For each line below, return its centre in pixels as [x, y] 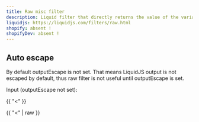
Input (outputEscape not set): [42, 89]
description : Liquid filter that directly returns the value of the [92, 17]
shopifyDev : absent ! [33, 34]
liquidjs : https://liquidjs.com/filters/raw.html [69, 23]
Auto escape [30, 58]
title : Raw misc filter [36, 12]
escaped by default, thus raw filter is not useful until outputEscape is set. [95, 78]
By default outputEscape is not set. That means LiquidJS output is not [91, 72]
